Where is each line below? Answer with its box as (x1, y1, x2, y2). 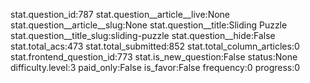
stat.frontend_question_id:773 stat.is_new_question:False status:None (10, 51, 298, 63)
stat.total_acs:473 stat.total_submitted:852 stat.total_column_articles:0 (10, 40, 300, 52)
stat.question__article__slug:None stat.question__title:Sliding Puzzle (10, 19, 288, 31)
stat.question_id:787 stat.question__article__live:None (10, 9, 231, 20)
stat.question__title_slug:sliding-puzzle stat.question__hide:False (10, 30, 276, 41)
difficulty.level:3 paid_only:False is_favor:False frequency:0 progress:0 (10, 62, 301, 73)
